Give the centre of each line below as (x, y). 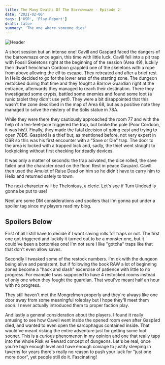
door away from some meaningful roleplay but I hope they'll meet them (77, 300)
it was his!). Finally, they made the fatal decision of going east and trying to (81, 130)
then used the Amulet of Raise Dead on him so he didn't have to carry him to (82, 171)
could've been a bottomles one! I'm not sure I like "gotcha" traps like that (79, 244)
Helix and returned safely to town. (39, 176)
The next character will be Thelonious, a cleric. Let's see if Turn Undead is (81, 186)
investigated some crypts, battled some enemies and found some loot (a (79, 94)
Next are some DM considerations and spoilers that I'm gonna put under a (80, 201)
